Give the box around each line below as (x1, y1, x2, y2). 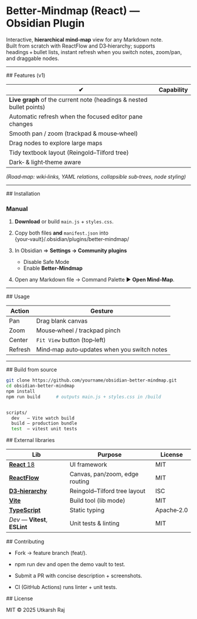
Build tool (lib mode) (69, 497, 125, 505)
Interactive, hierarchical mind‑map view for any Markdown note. (6, 36, 163, 43)
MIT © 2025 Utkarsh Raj (6, 607, 65, 614)
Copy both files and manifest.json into (14, 229, 108, 236)
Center (9, 336, 28, 344)
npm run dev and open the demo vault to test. (14, 561, 125, 568)
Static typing (69, 506, 105, 514)
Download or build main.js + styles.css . (14, 218, 114, 225)
